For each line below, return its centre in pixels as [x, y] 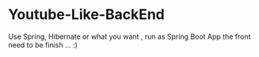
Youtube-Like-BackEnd [86, 15]
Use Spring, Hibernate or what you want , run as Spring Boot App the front [129, 36]
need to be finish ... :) [43, 44]
